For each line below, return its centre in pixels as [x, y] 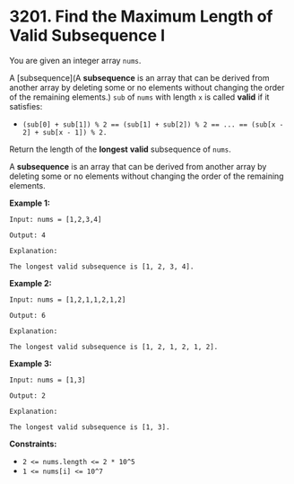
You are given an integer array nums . [75, 60]
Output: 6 [28, 315]
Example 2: [30, 283]
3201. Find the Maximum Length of [141, 17]
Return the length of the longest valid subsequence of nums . [120, 149]
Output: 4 [28, 235]
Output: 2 [28, 396]
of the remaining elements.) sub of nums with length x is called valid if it [139, 97]
